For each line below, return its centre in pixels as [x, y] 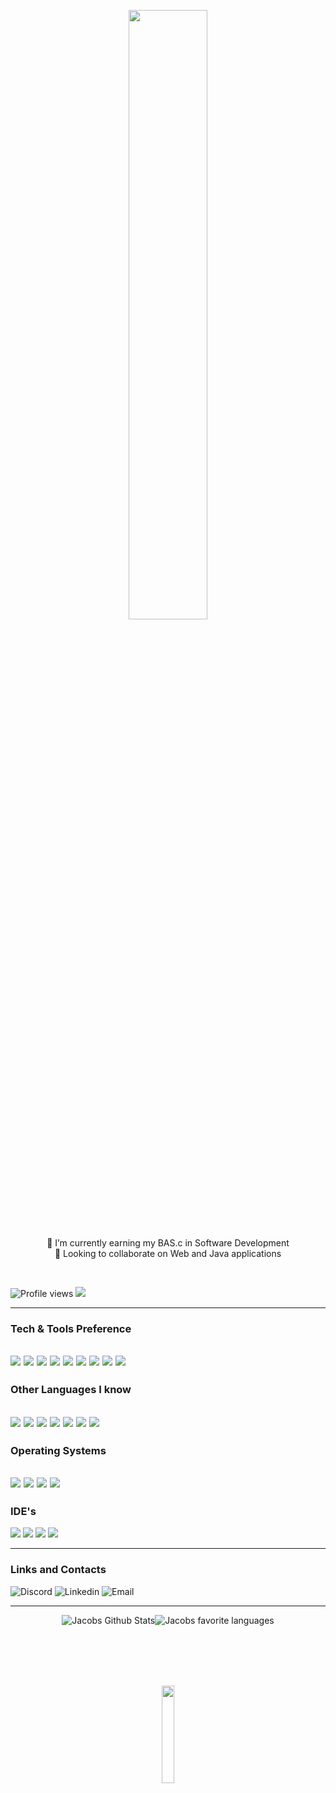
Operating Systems [58, 1450]
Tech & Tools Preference [71, 1328]
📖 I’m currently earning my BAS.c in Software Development [168, 1243]
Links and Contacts [58, 1570]
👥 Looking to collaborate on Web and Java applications [168, 1253]
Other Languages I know [71, 1390]
